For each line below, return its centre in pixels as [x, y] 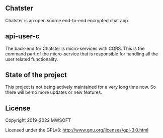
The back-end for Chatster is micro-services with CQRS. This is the [75, 48]
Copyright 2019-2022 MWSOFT [38, 120]
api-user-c [22, 37]
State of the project [36, 75]
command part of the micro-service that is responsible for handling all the [82, 54]
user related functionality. [32, 59]
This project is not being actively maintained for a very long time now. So [80, 87]
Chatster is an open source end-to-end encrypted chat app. [67, 20]
